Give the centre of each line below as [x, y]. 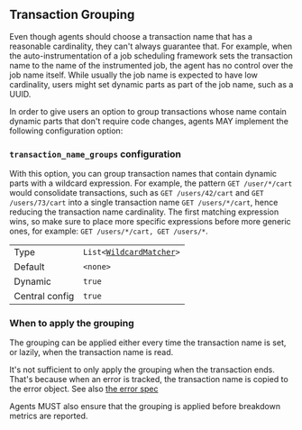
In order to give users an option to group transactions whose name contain [148, 111]
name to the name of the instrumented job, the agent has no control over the [151, 65]
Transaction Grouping [72, 15]
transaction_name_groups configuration [96, 154]
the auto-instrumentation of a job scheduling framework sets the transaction [151, 55]
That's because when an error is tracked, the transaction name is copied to [149, 380]
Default [29, 267]
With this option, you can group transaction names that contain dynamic [143, 174]
